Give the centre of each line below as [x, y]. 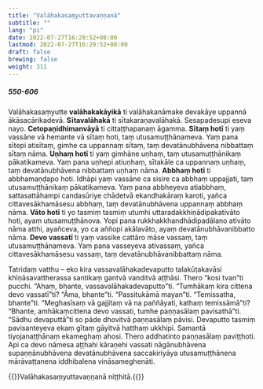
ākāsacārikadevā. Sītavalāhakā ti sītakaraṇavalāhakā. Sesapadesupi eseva [130, 120]
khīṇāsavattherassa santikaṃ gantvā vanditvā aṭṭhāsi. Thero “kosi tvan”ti [126, 277]
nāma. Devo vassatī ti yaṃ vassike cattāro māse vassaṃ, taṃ [108, 237]
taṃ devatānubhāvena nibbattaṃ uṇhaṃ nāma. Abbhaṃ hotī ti [110, 170]
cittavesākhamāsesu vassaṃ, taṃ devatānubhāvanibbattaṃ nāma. [116, 254]
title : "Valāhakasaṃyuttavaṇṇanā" [65, 15]
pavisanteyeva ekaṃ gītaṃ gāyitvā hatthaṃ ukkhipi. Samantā [107, 328]
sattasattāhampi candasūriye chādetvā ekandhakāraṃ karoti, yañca [118, 195]
